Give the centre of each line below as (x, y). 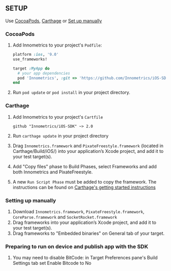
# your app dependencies (44, 73)
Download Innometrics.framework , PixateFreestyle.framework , (78, 211)
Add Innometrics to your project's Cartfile (58, 117)
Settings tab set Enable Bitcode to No (52, 263)
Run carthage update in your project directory (60, 135)
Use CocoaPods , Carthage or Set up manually (54, 20)
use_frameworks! (30, 59)
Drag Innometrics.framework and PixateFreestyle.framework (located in (88, 146)
